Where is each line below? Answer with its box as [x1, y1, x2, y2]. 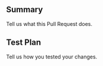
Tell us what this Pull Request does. [6, 20, 93, 27]
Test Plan [6, 38, 41, 48]
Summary [6, 5, 43, 15]
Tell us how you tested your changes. [6, 53, 98, 60]
